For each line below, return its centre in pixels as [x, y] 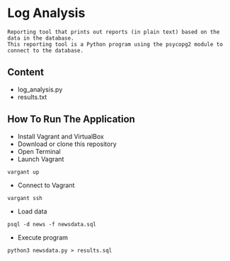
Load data [32, 211]
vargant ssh [25, 198]
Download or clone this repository [67, 144]
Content [26, 72]
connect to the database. [45, 50]
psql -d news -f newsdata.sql [52, 224]
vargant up [23, 172]
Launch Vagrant [41, 159]
